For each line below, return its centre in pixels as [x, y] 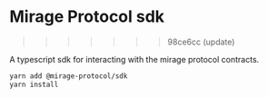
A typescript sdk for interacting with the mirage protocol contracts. [134, 59]
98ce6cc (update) [201, 42]
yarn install [34, 84]
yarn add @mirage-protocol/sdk [69, 76]
